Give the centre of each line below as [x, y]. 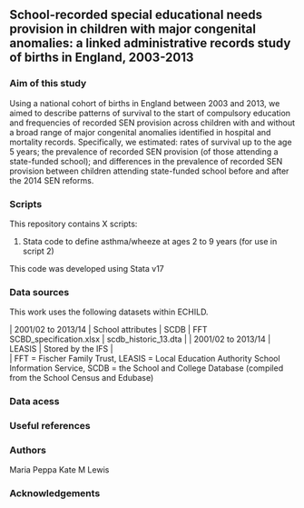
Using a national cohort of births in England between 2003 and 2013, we [145, 103]
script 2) [38, 251]
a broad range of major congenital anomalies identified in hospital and [140, 132]
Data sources [39, 292]
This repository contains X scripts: [74, 224]
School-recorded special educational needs [136, 15]
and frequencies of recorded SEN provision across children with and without [152, 123]
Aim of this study [48, 84]
